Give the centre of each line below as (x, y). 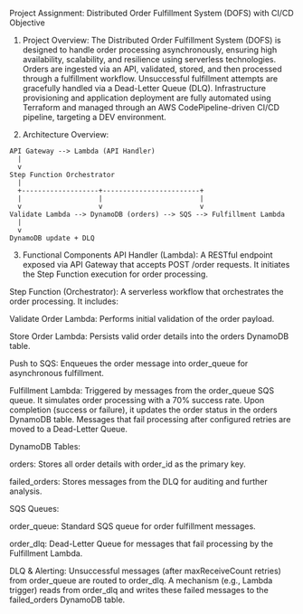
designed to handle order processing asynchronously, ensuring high (150, 50)
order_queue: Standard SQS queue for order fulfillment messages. (133, 526)
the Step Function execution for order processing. (115, 274)
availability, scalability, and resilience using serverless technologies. (149, 59)
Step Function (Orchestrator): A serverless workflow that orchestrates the (147, 292)
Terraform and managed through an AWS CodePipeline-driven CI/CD (151, 107)
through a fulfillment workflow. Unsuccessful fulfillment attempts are (150, 79)
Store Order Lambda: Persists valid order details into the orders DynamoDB (149, 336)
